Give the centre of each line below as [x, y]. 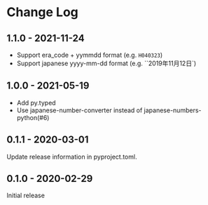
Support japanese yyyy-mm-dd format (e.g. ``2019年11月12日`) [106, 63]
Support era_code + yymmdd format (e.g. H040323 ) [90, 55]
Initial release [26, 196]
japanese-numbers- [173, 110]
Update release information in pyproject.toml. [72, 157]
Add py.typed [36, 102]
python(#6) [33, 117]
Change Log [42, 12]
